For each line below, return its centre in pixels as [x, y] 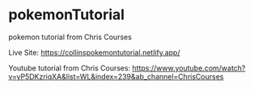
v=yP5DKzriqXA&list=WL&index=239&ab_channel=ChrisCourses [116, 76]
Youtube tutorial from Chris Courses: [70, 68]
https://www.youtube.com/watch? [189, 68]
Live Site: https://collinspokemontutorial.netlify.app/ [94, 52]
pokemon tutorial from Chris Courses [70, 37]
